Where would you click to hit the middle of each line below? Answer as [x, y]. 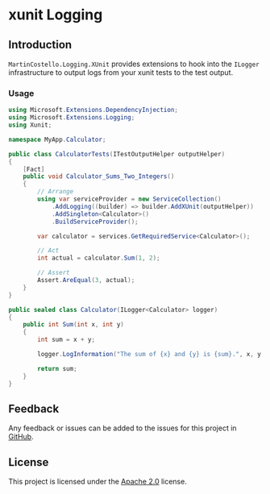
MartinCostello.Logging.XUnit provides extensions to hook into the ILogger [134, 64]
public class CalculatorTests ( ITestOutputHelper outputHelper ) [117, 154]
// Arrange [56, 192]
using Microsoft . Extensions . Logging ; [72, 118]
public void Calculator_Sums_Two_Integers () [99, 176]
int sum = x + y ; [66, 340]
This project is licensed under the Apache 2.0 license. [98, 482]
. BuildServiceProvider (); [95, 222]
